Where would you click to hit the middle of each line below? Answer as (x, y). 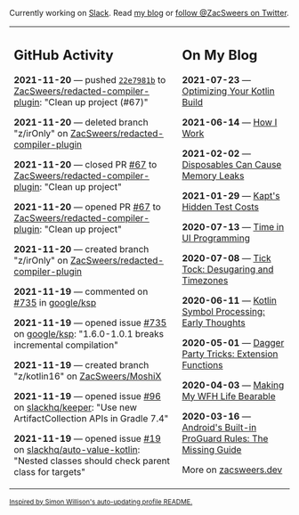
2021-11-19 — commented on (81, 291)
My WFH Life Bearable (229, 396)
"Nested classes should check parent (92, 461)
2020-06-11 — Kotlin (230, 300)
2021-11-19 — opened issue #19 (88, 438)
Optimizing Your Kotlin (228, 91)
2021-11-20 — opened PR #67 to (88, 207)
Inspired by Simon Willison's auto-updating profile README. (101, 502)
